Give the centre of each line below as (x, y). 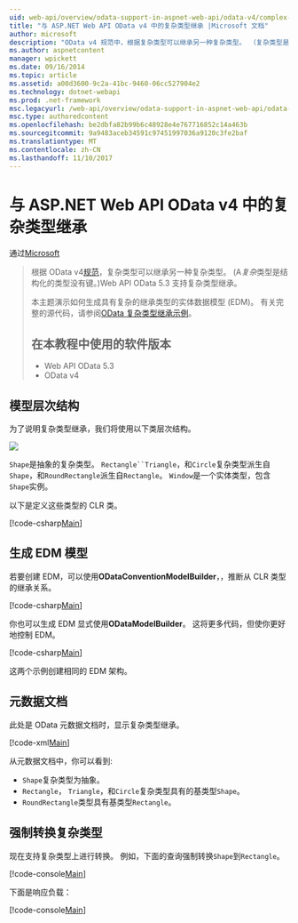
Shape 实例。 (31, 486)
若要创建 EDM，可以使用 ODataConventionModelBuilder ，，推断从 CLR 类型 (148, 576)
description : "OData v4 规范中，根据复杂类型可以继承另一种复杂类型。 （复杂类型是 (149, 42)
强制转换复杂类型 (56, 833)
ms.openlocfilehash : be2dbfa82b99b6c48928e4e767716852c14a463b (129, 125)
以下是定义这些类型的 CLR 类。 (66, 506)
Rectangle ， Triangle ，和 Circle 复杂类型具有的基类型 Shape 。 (133, 791)
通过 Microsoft (35, 253)
